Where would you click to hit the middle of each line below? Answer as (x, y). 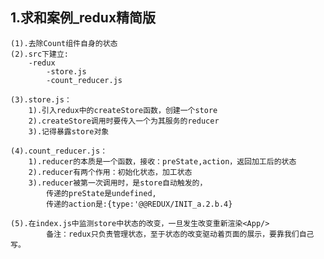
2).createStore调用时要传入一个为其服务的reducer (124, 121)
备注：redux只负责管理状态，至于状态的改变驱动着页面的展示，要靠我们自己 (180, 234)
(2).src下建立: (39, 54)
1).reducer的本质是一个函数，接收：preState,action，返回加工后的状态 (162, 161)
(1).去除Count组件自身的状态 (64, 43)
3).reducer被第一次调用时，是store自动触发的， (118, 183)
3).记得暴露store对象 (69, 131)
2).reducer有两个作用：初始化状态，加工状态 (110, 172)
